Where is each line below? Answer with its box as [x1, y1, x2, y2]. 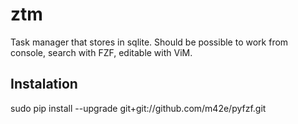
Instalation [10, 76, 78, 93]
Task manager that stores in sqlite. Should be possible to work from [10, 36, 289, 48]
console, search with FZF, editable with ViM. [10, 46, 193, 58]
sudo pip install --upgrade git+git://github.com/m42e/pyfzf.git [10, 102, 267, 114]
